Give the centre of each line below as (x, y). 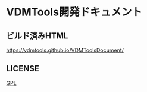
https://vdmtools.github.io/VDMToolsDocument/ (65, 50)
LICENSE (23, 69)
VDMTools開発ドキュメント (74, 12)
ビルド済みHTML (37, 36)
